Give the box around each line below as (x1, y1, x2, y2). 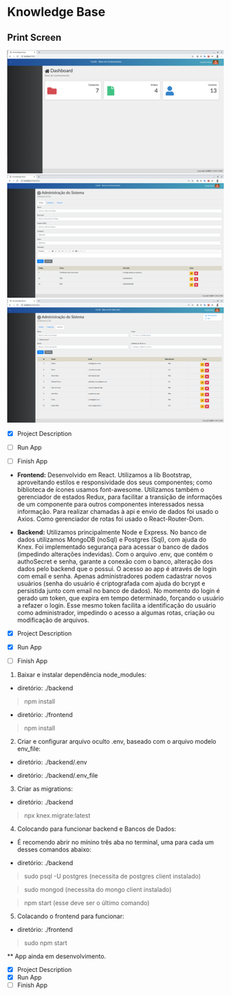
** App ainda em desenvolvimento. (7, 952, 107, 961)
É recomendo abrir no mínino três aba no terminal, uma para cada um (16, 838, 214, 847)
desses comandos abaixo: (16, 845, 91, 854)
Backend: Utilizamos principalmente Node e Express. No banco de (16, 528, 207, 536)
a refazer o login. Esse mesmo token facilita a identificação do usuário (16, 601, 217, 610)
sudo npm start (23, 939, 67, 947)
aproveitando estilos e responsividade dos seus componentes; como (16, 478, 212, 486)
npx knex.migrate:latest (23, 811, 91, 820)
